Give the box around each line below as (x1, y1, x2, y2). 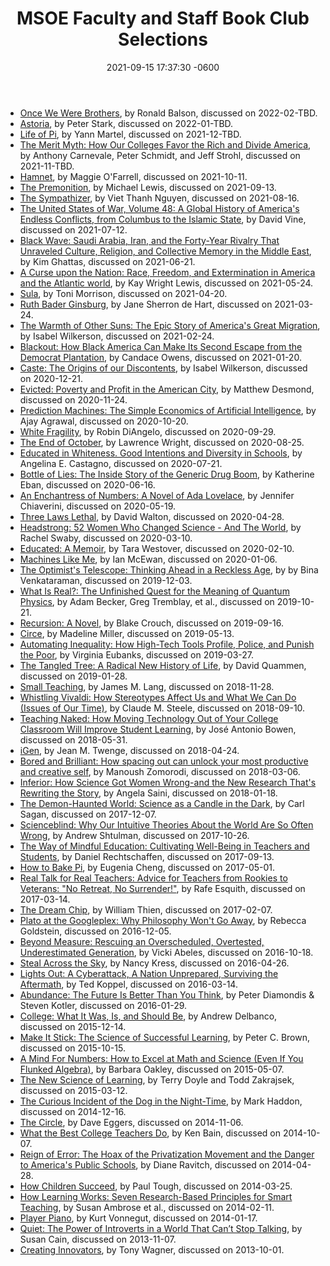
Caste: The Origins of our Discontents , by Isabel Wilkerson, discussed (19, 362, 308, 374)
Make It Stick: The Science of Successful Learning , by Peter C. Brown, (19, 1031, 310, 1043)
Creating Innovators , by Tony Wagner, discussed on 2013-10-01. (19, 1243, 285, 1256)
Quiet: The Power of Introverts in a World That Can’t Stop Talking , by (19, 1222, 303, 1234)
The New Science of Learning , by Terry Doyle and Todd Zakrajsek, (19, 1073, 295, 1086)
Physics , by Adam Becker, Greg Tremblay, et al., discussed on (19, 595, 275, 607)
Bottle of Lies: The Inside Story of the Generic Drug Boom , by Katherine (19, 468, 315, 480)
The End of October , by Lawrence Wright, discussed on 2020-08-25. (19, 436, 305, 448)
